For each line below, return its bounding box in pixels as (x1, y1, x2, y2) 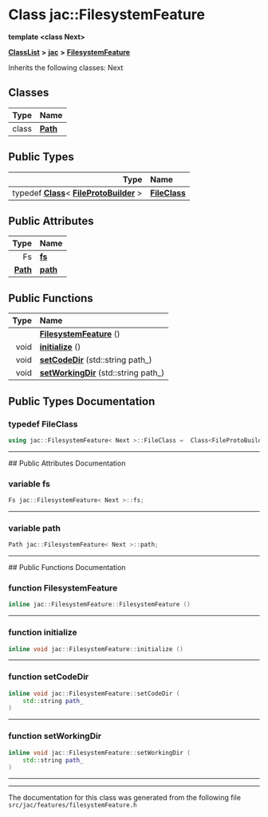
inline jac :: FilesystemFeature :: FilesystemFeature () (8, 600, 191, 609)
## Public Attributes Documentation (8, 458, 126, 468)
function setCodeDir (8, 671, 89, 682)
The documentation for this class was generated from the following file (8, 793, 242, 803)
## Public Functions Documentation (8, 563, 126, 572)
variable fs (8, 478, 50, 489)
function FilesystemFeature (8, 583, 118, 594)
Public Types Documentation (8, 395, 156, 408)
